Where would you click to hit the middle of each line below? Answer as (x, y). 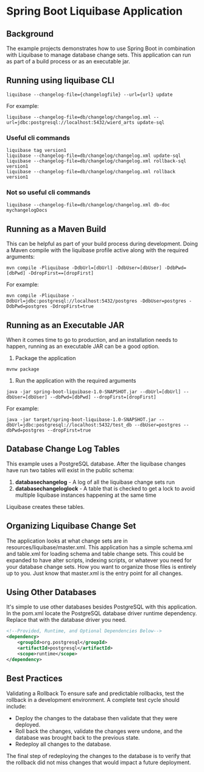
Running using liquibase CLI (60, 81)
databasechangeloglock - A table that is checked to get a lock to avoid (105, 488)
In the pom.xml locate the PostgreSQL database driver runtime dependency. (102, 613)
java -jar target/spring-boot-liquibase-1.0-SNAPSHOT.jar (81, 420)
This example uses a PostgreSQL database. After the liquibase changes (96, 464)
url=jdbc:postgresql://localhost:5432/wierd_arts (71, 122)
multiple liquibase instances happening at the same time (86, 495)
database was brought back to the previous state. (77, 737)
